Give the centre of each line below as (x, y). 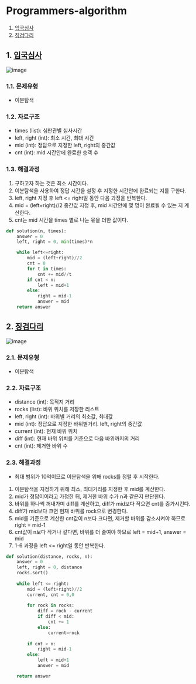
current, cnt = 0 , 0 (51, 595)
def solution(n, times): (36, 231)
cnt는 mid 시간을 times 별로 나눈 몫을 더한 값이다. (71, 220)
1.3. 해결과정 (23, 170)
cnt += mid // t (54, 274)
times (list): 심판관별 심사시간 (48, 131)
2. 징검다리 (25, 327)
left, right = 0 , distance (49, 567)
